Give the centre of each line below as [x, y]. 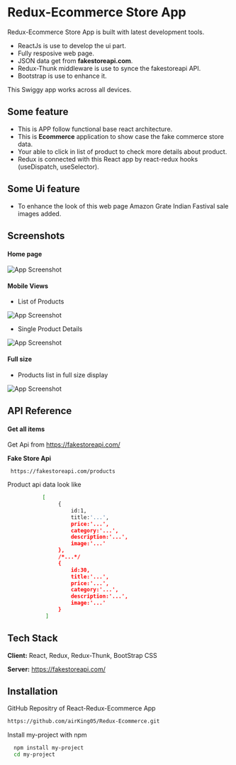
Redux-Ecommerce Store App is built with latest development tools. [106, 32]
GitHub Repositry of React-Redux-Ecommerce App [82, 708]
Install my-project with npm [47, 735]
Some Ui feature [44, 189]
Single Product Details [50, 329]
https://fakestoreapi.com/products [63, 471]
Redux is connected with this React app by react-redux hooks [108, 159]
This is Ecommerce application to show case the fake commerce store [121, 136]
